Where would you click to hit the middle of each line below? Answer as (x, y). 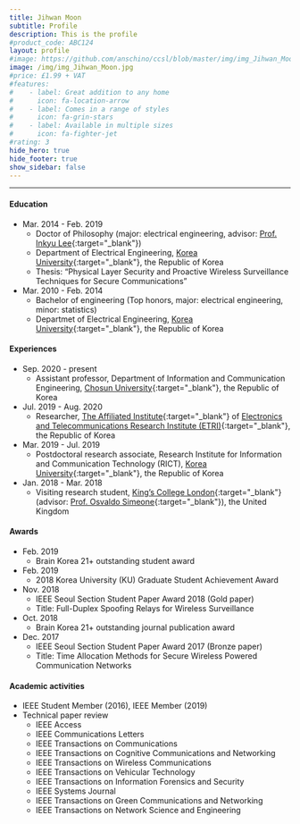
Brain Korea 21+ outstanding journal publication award (135, 627)
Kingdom (52, 511)
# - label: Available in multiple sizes (92, 126)
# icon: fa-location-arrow (69, 101)
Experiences (33, 349)
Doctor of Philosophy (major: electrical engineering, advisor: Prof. (156, 233)
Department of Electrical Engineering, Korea (117, 252)
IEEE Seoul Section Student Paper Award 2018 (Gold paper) (145, 599)
